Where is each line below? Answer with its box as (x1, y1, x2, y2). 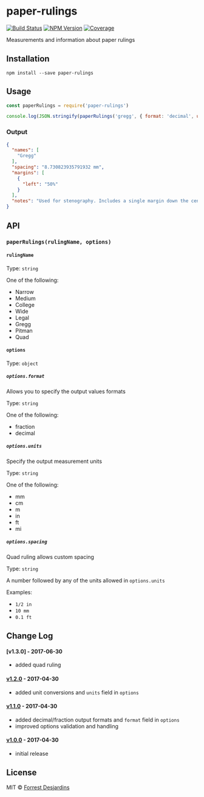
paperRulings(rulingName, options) (6, 239, 112, 245)
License (6, 767, 37, 778)
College (15, 301, 35, 308)
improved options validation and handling (15, 722, 119, 730)
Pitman (15, 327, 33, 334)
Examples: (6, 588, 32, 596)
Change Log (6, 631, 53, 641)
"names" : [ (12, 147, 39, 153)
